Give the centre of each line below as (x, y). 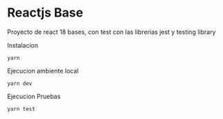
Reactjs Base (45, 13)
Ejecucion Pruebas (34, 96)
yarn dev (20, 83)
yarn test (21, 109)
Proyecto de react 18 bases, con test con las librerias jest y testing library (111, 32)
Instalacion (23, 45)
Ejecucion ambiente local (43, 71)
